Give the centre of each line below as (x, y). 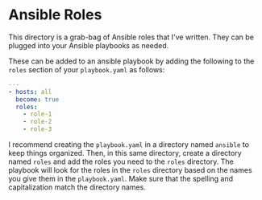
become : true (37, 99)
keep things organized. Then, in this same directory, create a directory (125, 153)
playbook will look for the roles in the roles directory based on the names (130, 170)
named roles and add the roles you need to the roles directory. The (121, 161)
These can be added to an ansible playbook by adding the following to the (131, 61)
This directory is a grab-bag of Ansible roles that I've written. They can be (131, 37)
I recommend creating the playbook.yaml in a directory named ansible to (129, 145)
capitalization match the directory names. (77, 187)
